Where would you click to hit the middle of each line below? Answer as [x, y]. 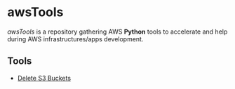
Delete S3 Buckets [44, 78]
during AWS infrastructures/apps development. [75, 39]
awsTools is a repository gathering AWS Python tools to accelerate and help [117, 32]
